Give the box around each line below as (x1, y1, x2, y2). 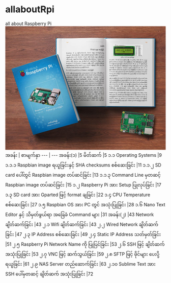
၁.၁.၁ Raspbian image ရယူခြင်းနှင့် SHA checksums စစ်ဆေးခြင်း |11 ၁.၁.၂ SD (5, 162, 162, 168)
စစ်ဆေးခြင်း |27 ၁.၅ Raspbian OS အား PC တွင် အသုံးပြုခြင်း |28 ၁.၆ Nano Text (5, 202, 165, 208)
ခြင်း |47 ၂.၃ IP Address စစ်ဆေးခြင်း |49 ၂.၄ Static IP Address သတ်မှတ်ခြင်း (5, 231, 161, 238)
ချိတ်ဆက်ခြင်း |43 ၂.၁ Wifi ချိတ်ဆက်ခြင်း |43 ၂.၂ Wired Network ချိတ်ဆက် (5, 221, 159, 228)
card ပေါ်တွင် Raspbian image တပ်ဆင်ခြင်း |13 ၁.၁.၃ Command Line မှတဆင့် (5, 172, 161, 178)
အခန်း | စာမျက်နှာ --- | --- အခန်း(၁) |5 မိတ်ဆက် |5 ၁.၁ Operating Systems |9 (5, 152, 162, 158)
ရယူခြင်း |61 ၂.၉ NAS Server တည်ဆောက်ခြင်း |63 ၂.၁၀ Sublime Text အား (5, 261, 156, 267)
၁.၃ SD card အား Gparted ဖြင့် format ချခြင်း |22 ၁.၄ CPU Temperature (5, 192, 151, 198)
